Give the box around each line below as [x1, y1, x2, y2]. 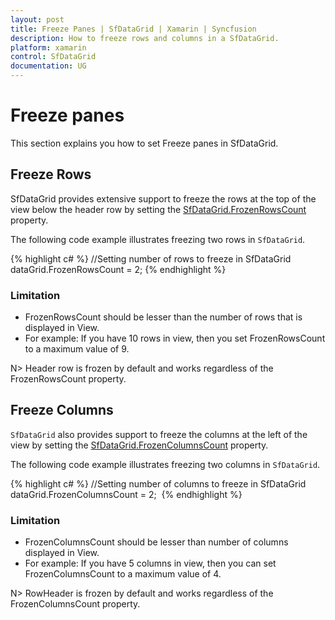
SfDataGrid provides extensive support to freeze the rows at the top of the [10, 192, 317, 205]
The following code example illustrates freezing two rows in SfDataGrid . [10, 233, 306, 245]
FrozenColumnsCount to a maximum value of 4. [24, 568, 222, 580]
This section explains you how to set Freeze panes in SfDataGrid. [10, 137, 279, 149]
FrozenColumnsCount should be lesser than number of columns [24, 536, 289, 548]
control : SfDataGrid [10, 52, 97, 62]
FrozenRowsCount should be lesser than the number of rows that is [24, 311, 303, 323]
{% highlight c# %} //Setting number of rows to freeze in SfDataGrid [10, 252, 292, 265]
